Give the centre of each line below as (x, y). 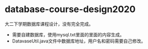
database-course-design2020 (70, 9)
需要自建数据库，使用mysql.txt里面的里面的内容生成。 (68, 34)
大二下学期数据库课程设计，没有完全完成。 (49, 24)
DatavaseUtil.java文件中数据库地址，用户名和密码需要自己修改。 (79, 41)
